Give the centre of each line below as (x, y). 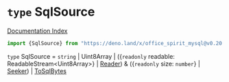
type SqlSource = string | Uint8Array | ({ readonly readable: (91, 56)
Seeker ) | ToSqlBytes (37, 71)
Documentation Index (37, 31)
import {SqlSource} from (43, 43)
